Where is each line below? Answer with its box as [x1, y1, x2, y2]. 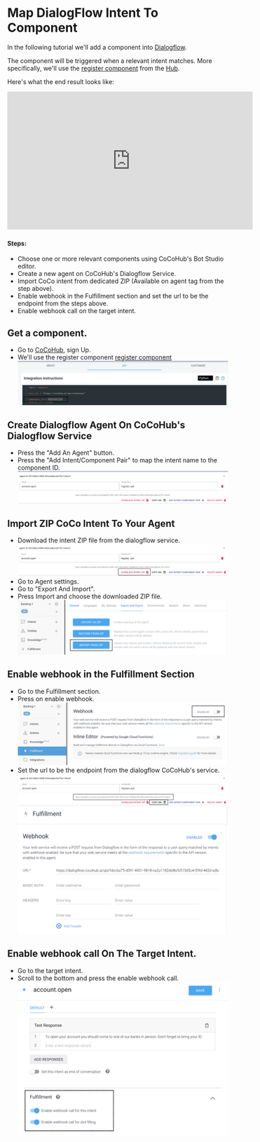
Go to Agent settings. [17, 577, 79, 586]
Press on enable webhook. [17, 694, 95, 703]
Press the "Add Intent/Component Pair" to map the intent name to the [17, 456, 218, 465]
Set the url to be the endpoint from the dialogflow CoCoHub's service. [17, 766, 220, 775]
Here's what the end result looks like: [7, 77, 114, 85]
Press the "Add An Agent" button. [17, 448, 114, 457]
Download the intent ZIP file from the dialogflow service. [17, 536, 181, 544]
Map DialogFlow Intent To [7, 5, 159, 21]
